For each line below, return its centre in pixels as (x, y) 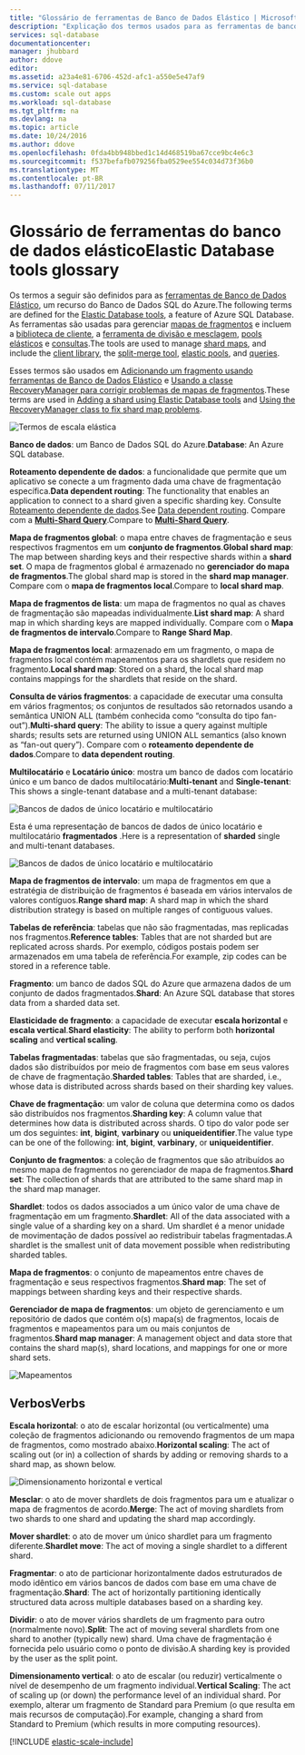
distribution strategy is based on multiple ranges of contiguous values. (141, 910)
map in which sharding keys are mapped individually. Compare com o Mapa (151, 623)
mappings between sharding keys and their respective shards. (126, 1292)
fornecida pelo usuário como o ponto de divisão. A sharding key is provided (150, 1648)
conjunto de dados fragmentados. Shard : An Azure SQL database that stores (152, 993)
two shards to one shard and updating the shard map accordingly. (133, 1518)
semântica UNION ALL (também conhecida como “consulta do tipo (134, 716)
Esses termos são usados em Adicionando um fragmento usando (131, 371)
